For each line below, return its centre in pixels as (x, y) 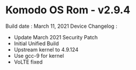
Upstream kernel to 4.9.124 (46, 49)
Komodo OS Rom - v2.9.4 (68, 10)
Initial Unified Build (36, 43)
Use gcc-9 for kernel (39, 56)
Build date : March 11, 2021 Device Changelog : (61, 26)
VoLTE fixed (28, 62)
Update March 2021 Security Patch (56, 37)
